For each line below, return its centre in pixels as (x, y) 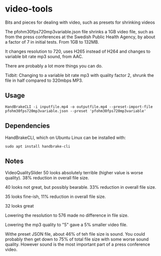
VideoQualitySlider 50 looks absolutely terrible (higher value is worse (74, 173)
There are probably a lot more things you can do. (54, 66)
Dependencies (27, 126)
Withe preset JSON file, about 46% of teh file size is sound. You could (75, 234)
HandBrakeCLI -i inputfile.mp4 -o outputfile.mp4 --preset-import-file (79, 107)
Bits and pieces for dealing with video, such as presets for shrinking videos (80, 22)
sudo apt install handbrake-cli (38, 146)
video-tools (29, 9)
